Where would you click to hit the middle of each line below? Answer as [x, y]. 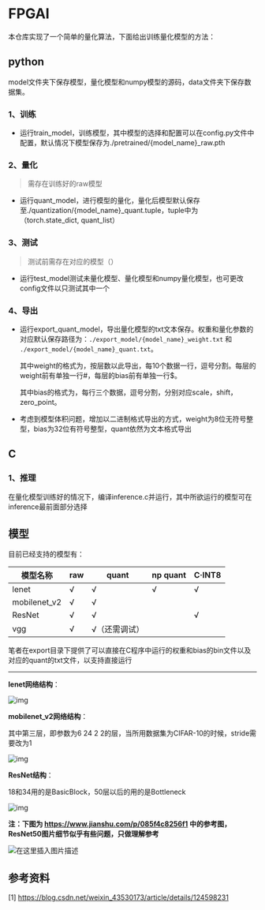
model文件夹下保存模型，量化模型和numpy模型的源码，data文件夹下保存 [126, 82]
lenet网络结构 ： [34, 684]
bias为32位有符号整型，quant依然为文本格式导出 [112, 429]
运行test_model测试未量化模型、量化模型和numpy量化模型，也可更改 [131, 278]
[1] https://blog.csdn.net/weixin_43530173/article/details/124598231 [118, 897]
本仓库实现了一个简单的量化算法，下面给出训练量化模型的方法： [112, 36]
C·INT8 [207, 575]
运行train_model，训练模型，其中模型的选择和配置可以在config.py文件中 [137, 133]
